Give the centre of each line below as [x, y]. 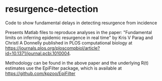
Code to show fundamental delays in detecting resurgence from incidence [81, 23]
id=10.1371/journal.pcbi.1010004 [37, 53]
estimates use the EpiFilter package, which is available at [64, 68]
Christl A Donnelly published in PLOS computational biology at [69, 42]
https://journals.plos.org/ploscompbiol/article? [53, 48]
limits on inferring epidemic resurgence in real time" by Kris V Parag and [79, 38]
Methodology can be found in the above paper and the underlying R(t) [77, 63]
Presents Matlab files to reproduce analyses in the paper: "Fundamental [79, 32]
